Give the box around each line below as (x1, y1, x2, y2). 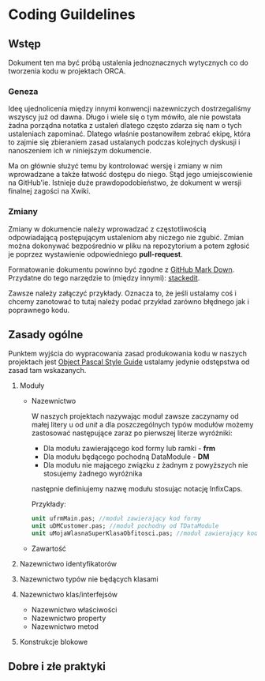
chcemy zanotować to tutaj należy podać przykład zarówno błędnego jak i (8, 296, 250, 306)
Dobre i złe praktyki (8, 660, 106, 673)
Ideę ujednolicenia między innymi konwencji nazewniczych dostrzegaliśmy (8, 104, 252, 114)
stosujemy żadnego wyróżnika (43, 468, 143, 479)
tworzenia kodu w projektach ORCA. (8, 66, 126, 76)
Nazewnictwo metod (31, 622, 99, 631)
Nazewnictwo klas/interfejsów (19, 590, 118, 600)
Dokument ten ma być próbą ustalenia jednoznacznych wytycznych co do (8, 58, 248, 67)
